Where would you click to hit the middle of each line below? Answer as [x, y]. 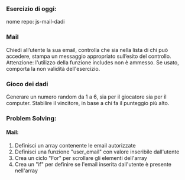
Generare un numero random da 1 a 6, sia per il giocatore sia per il [86, 97]
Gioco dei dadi [27, 84]
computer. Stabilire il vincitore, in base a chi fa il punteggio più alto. [88, 103]
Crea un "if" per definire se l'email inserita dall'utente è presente [93, 165]
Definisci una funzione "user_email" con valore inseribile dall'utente [97, 152]
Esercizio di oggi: [32, 9]
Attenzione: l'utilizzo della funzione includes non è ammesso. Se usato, [92, 62]
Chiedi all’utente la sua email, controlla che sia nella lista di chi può [87, 50]
